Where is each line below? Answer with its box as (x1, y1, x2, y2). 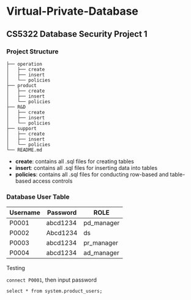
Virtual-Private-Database (6, 4, 139, 18)
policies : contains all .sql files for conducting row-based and (15, 171, 169, 178)
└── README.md (6, 147, 43, 153)
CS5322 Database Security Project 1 (6, 29, 148, 39)
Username (9, 209, 41, 217)
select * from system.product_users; (6, 288, 103, 294)
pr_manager (83, 239, 118, 247)
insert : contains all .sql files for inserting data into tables (15, 164, 158, 171)
